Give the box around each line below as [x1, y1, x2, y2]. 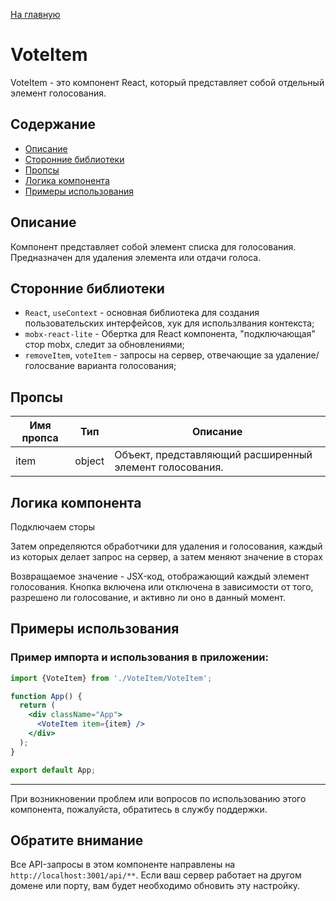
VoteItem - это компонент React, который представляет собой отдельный [10, 76, 325, 88]
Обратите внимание [10, 832, 144, 849]
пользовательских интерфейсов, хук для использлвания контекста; [24, 317, 315, 329]
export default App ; [10, 765, 97, 775]
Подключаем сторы [10, 521, 96, 533]
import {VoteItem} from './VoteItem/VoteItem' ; [10, 673, 213, 683]
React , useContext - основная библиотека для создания [24, 307, 260, 319]
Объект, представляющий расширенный [114, 448, 313, 462]
